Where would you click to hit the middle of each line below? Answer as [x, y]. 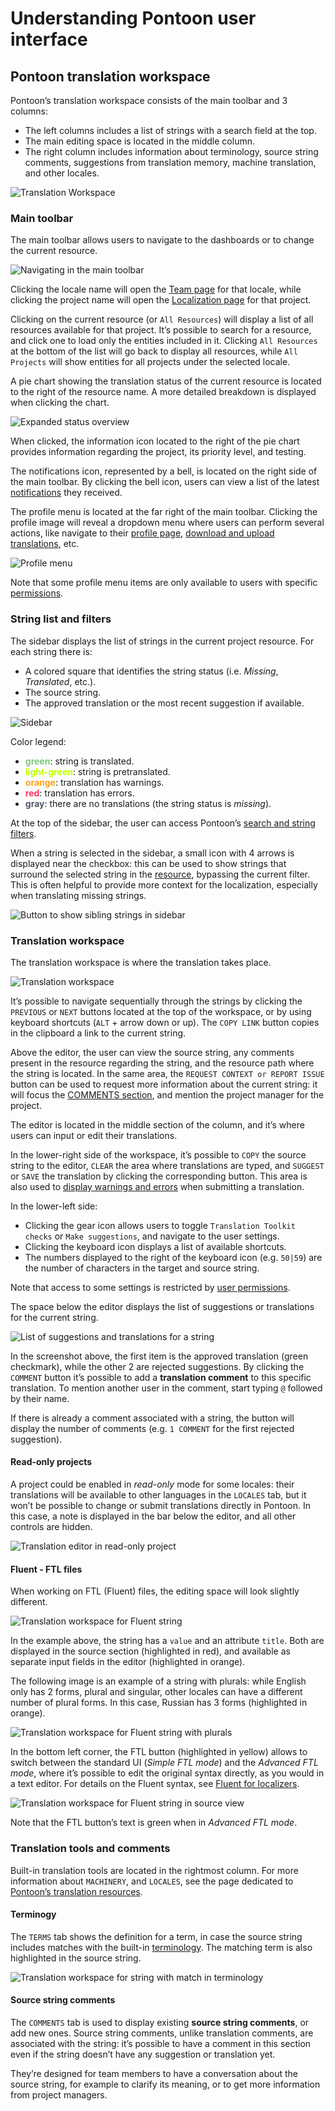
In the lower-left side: [54, 1206]
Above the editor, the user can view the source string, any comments [152, 1052]
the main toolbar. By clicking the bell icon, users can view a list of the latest [165, 482]
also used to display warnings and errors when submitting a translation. [157, 1186]
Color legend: [38, 741]
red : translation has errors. [79, 793]
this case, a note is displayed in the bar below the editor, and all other [153, 1516]
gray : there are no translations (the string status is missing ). [148, 803]
